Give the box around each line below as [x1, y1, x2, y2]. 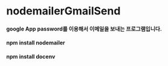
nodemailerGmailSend [6, 4, 121, 18]
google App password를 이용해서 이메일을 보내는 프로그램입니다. [6, 25, 162, 32]
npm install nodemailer [6, 39, 65, 46]
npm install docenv [6, 53, 56, 60]
